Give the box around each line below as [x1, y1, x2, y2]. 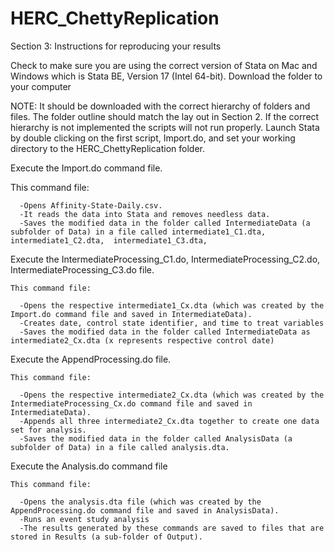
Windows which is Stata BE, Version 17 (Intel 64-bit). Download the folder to [10, 70, 323, 82]
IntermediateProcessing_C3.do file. [10, 263, 155, 276]
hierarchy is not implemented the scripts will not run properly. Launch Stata [10, 121, 320, 133]
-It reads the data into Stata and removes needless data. [19, 209, 271, 219]
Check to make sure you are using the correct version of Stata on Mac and [10, 59, 318, 71]
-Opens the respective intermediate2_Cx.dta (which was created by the [19, 390, 325, 400]
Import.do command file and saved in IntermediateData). [10, 309, 253, 319]
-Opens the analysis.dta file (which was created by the [19, 497, 262, 507]
